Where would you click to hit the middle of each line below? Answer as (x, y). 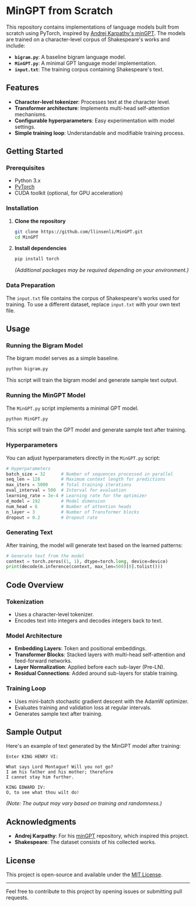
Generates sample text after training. (59, 713)
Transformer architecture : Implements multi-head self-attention (92, 108)
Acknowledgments (41, 822)
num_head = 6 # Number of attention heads (69, 506)
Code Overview (35, 585)
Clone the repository (40, 221)
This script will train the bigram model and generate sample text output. (92, 380)
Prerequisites (25, 168)
